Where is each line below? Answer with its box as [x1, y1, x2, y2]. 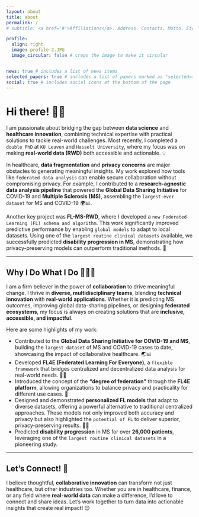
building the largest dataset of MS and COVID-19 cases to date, [14, 344, 173, 351]
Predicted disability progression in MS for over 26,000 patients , [14, 428, 175, 435]
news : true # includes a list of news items [6, 68, 118, 74]
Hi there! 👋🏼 [6, 105, 66, 118]
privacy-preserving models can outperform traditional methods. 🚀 [6, 245, 167, 252]
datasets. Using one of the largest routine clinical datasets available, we [6, 232, 193, 239]
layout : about [6, 8, 41, 15]
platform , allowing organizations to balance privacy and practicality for [14, 384, 188, 391]
